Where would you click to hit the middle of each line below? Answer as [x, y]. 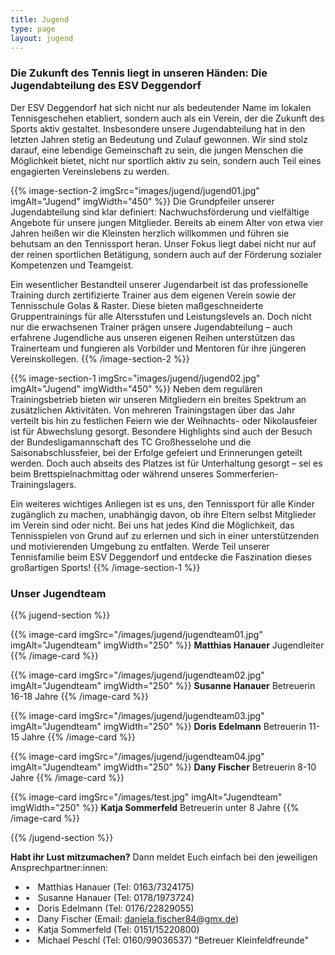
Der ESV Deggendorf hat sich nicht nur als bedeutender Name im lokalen [161, 107]
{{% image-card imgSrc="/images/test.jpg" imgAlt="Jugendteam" [146, 797]
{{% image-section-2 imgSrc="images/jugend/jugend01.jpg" [135, 190]
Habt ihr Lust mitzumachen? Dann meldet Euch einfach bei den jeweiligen [164, 857]
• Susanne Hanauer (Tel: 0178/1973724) [109, 897]
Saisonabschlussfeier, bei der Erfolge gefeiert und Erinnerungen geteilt [156, 452]
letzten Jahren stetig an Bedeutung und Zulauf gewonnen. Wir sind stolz [159, 139]
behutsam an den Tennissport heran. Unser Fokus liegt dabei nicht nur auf [163, 243]
